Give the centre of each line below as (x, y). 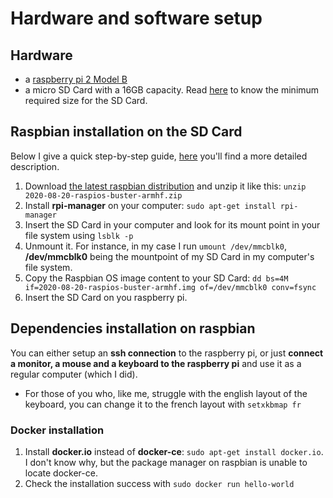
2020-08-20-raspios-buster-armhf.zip (103, 195)
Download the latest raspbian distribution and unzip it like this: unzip (165, 186)
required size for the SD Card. (86, 100)
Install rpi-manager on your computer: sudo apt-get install (150, 205)
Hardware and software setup (136, 18)
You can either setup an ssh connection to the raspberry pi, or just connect (167, 353)
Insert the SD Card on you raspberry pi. (106, 297)
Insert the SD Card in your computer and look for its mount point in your (172, 224)
